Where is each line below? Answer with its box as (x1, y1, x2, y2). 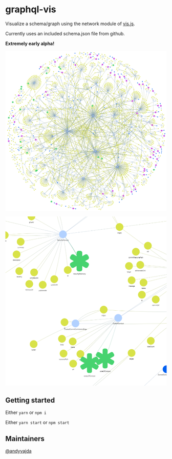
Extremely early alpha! (5, 40, 55, 47)
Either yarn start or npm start (5, 420, 70, 426)
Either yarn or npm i (5, 409, 47, 416)
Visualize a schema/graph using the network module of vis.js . (5, 21, 136, 27)
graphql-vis (5, 4, 56, 15)
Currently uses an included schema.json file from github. (5, 30, 125, 36)
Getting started (5, 396, 55, 405)
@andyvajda (5, 448, 32, 454)
